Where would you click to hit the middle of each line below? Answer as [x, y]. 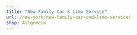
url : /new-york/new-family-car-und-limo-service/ [69, 17]
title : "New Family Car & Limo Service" [57, 12]
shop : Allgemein [26, 23]
